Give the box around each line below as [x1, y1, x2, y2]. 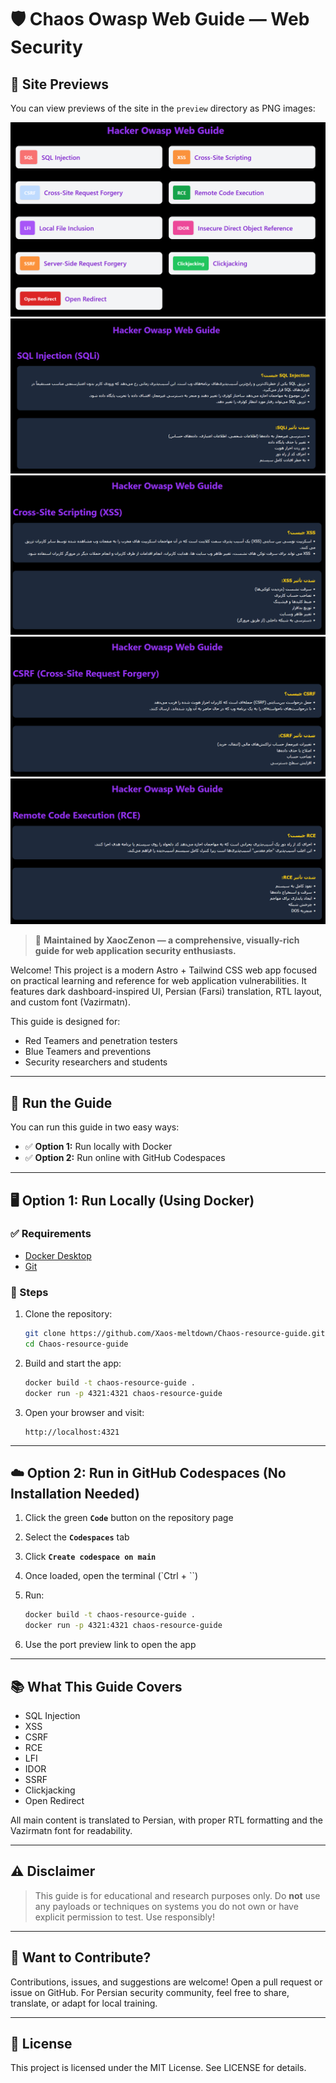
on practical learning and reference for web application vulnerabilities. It [10, 975, 307, 987]
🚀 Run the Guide [10, 1094, 113, 1111]
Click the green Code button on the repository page [24, 1512, 234, 1524]
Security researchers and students [24, 1056, 168, 1068]
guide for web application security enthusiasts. [34, 945, 237, 957]
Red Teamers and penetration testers [24, 1035, 178, 1047]
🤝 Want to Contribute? [10, 1949, 152, 1966]
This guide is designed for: [10, 1016, 121, 1028]
